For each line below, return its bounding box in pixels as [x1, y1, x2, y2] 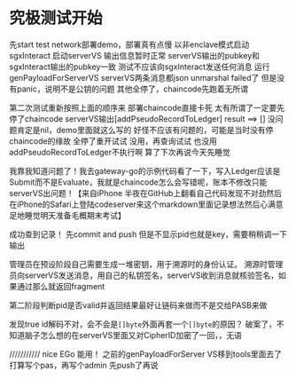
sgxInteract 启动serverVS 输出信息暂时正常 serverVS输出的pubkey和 [9, 50, 260, 60]
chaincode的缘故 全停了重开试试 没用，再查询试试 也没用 [9, 135, 217, 146]
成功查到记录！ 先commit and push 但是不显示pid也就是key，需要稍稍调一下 [9, 228, 288, 240]
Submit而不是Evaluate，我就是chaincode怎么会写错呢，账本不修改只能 [9, 177, 268, 187]
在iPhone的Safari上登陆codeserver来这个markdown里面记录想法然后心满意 [9, 199, 284, 209]
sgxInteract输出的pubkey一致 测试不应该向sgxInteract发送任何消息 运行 [9, 61, 270, 72]
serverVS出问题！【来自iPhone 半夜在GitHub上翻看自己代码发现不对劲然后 [9, 187, 282, 198]
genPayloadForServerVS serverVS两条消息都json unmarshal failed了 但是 [9, 72, 277, 83]
